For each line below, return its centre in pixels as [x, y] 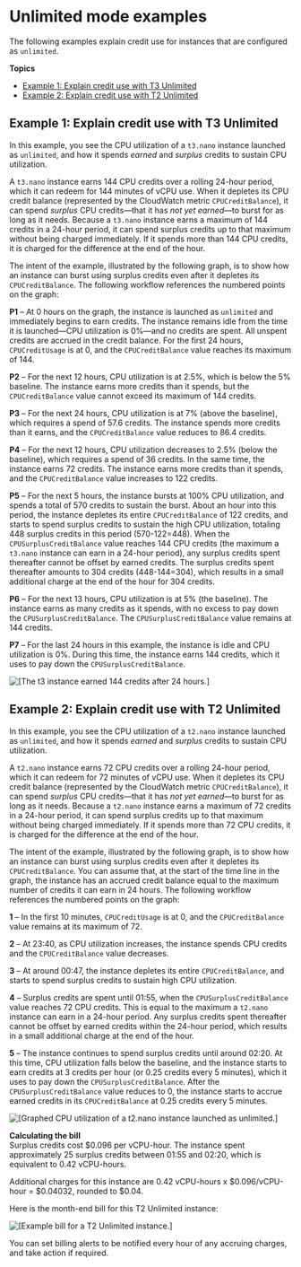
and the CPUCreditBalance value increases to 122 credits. [113, 478]
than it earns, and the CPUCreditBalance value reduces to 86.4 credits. [138, 432]
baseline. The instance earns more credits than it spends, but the [129, 386]
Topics [22, 68]
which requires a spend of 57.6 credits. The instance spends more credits [145, 423]
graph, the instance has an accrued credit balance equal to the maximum [144, 880]
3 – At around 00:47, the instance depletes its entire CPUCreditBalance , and [147, 970]
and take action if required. [59, 1253]
